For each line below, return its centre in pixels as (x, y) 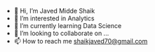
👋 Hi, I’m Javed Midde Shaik (54, 11)
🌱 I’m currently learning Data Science (68, 26)
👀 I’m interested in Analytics (54, 18)
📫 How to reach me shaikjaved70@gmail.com (81, 41)
